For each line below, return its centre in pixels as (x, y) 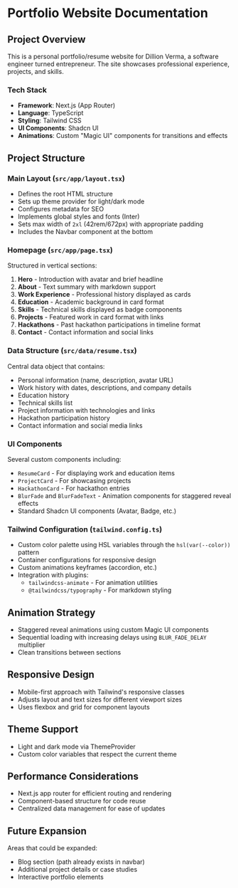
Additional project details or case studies (77, 869)
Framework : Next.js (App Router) (66, 105)
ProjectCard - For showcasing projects (74, 480)
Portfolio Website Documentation (108, 13)
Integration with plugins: (53, 575)
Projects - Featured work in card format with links (91, 317)
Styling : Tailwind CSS (49, 121)
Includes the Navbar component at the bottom (85, 231)
